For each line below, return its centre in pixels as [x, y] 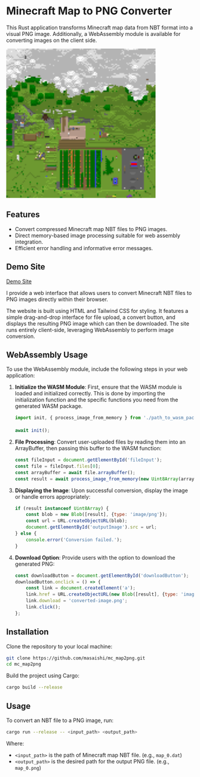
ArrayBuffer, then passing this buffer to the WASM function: [88, 448]
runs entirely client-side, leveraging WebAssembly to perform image [90, 330]
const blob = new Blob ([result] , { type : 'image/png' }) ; [97, 515]
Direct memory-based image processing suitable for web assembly [98, 235]
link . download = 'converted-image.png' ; [77, 601]
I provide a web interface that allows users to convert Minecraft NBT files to [99, 293]
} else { [26, 533]
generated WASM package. [49, 406]
